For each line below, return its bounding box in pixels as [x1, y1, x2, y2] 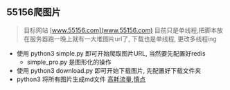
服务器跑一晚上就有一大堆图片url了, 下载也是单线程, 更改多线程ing [29, 34, 218, 43]
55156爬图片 [6, 6, 61, 19]
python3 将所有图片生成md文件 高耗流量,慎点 [16, 75, 146, 83]
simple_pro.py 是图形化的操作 [26, 58, 112, 66]
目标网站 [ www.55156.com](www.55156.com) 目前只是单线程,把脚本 [23, 26, 218, 34]
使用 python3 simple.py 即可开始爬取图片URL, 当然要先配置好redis [16, 49, 206, 57]
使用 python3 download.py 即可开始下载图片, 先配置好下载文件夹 [16, 66, 202, 74]
